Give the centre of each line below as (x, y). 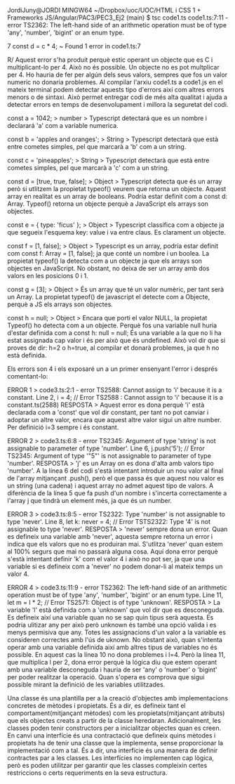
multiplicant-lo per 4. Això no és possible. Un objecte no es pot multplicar (113, 67)
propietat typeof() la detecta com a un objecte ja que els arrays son (105, 261)
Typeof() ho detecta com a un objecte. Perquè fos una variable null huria (112, 325)
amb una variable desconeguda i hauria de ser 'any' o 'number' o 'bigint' (112, 669)
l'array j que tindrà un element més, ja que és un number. (90, 501)
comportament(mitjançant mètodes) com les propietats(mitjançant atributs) (116, 713)
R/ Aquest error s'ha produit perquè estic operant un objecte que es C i (110, 60)
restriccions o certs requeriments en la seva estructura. (87, 773)
